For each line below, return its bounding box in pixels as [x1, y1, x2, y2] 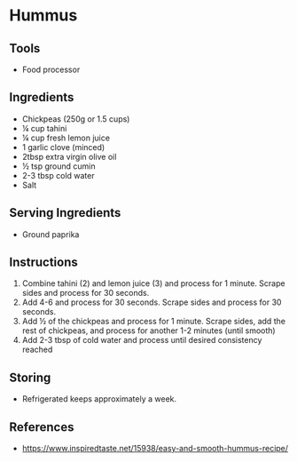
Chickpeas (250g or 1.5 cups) [21, 113, 130, 124]
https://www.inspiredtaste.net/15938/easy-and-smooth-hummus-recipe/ [21, 443, 289, 454]
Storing [9, 370, 51, 385]
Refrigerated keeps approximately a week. [21, 394, 177, 404]
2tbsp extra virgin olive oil [21, 151, 117, 162]
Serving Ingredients [9, 205, 121, 220]
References [9, 419, 74, 434]
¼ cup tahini [21, 123, 67, 133]
